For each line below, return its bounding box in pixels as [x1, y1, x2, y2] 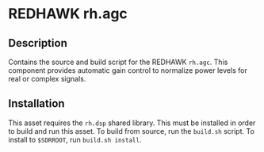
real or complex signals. [8, 74, 86, 83]
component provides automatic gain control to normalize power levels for [8, 66, 247, 75]
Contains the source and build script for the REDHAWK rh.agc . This [8, 57, 228, 66]
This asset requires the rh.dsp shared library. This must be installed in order [8, 118, 256, 127]
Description [8, 36, 67, 50]
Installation [8, 97, 65, 111]
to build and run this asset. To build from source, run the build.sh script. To [8, 126, 255, 135]
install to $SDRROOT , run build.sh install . [8, 135, 142, 144]
